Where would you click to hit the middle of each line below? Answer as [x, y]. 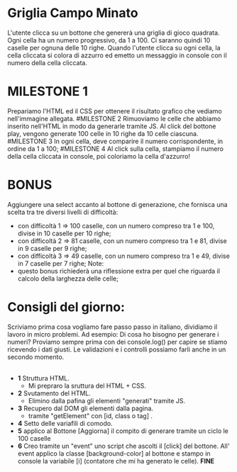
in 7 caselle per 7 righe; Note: [61, 263]
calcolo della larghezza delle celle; [68, 279]
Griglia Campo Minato [73, 13]
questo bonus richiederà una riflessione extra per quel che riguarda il [118, 271]
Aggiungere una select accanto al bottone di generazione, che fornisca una [118, 204]
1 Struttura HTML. [43, 378]
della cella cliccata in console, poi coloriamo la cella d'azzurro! [99, 156]
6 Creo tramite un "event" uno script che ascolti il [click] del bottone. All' [123, 446]
